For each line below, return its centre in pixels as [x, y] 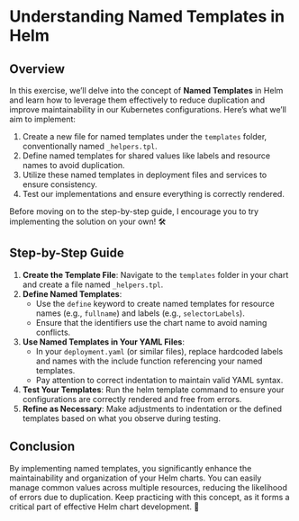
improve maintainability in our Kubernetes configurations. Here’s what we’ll [148, 109]
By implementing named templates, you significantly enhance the [131, 468]
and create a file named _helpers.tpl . [93, 284]
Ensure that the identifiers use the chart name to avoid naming [151, 322]
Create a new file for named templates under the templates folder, [145, 136]
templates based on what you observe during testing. [121, 418]
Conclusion [42, 447]
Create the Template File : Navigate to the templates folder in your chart [155, 274]
